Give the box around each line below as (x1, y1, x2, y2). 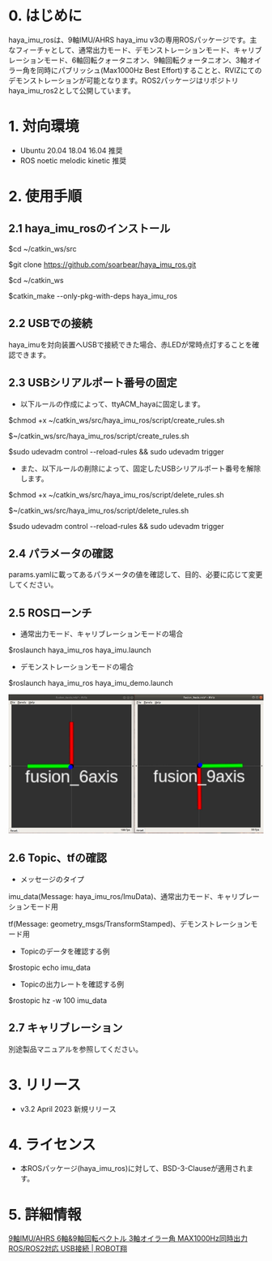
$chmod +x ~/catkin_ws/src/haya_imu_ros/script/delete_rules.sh (8, 489, 224, 499)
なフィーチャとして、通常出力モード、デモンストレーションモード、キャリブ (8, 45, 262, 54)
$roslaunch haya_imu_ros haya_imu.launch (8, 645, 151, 655)
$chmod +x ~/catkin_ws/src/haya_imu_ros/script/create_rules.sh (8, 415, 225, 425)
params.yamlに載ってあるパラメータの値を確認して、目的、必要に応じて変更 (8, 570, 263, 579)
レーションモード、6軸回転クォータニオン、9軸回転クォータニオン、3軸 (8, 55, 248, 65)
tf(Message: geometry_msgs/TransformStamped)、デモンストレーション (8, 919, 251, 928)
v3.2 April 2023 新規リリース (19, 1104, 117, 1113)
